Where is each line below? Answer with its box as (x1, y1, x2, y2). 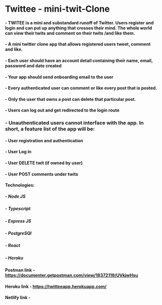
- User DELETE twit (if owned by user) (5, 160, 83, 166)
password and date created (5, 62, 62, 69)
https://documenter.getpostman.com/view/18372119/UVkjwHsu (5, 272, 139, 278)
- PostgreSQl (5, 230, 32, 236)
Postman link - (5, 267, 35, 273)
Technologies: (5, 182, 35, 188)
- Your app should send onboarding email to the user (5, 74, 113, 80)
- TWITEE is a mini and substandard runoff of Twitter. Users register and (5, 19, 154, 25)
